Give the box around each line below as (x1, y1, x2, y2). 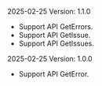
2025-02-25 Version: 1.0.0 (7, 54, 93, 63)
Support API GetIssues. (18, 39, 95, 48)
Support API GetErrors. (18, 22, 93, 31)
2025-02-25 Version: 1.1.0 (7, 7, 91, 16)
